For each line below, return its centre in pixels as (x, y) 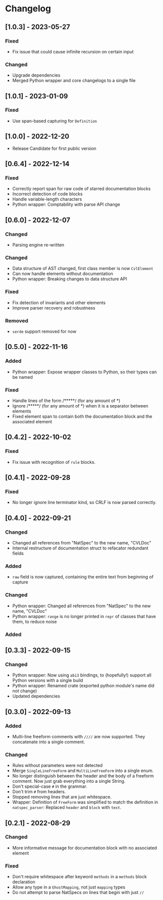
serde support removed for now (44, 331)
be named (22, 377)
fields (18, 553)
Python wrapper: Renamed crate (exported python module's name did (83, 686)
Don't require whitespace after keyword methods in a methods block (79, 877)
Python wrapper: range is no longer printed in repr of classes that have (84, 616)
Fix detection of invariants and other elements (59, 303)
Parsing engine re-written (38, 245)
